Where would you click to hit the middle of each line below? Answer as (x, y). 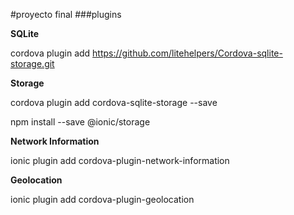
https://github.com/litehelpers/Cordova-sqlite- (187, 53)
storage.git (32, 63)
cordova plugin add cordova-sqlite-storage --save (114, 102)
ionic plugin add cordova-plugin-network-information (120, 160)
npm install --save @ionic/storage (80, 122)
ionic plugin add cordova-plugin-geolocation (102, 199)
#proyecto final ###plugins (66, 14)
